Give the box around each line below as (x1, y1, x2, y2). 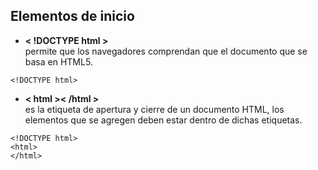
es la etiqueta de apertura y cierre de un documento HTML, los (24, 103, 285, 115)
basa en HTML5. (24, 55, 93, 68)
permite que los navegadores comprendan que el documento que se (24, 45, 308, 57)
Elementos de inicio (10, 8, 135, 25)
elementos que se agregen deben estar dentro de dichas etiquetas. (24, 114, 303, 126)
